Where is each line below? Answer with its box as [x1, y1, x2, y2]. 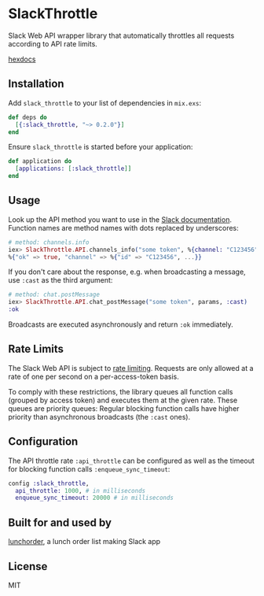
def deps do [8, 113, 47, 121]
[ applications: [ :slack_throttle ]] [15, 165, 132, 173]
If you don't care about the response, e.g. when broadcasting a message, [8, 267, 246, 276]
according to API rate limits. [8, 39, 98, 48]
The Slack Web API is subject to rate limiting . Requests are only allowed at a [8, 363, 254, 372]
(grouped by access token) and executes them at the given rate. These [8, 395, 238, 405]
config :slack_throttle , [8, 479, 90, 487]
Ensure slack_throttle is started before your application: [8, 143, 193, 152]
